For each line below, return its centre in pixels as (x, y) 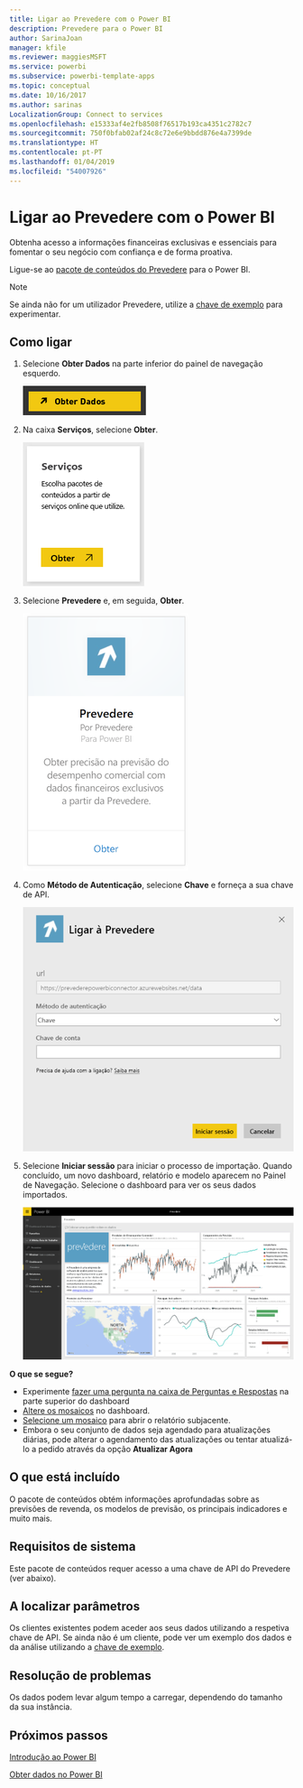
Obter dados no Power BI (56, 1774)
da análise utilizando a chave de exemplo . (87, 1647)
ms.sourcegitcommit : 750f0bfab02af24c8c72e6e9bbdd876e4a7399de (131, 134)
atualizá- (276, 1440)
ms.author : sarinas (46, 105)
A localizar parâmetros (75, 1607)
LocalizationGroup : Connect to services (87, 114)
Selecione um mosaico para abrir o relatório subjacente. (127, 1421)
